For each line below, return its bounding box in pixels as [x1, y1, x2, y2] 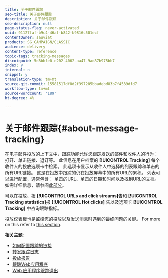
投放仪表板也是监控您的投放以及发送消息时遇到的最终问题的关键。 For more [5, 216, 161, 222]
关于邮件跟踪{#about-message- [5, 123, 139, 134]
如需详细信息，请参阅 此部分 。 [5, 182, 66, 188]
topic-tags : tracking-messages [5, 53, 70, 59]
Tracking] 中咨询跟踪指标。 [5, 205, 62, 211]
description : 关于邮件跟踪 [5, 16, 57, 21]
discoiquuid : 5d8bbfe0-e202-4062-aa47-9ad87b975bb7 [5, 58, 115, 63]
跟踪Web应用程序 [12, 261, 48, 267]
